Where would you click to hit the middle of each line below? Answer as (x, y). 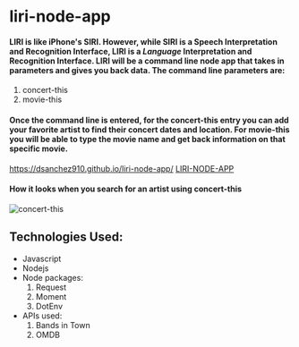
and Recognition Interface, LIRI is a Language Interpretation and (131, 51)
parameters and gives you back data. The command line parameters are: (147, 70)
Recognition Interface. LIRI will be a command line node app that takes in (147, 61)
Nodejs (35, 268)
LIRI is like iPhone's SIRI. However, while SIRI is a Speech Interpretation (143, 41)
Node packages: (52, 277)
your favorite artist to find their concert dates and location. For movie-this (149, 129)
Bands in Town (63, 325)
